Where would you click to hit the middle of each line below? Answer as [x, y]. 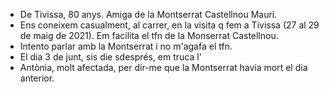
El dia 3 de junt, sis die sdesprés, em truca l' [110, 57]
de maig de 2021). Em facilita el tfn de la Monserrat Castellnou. [149, 35]
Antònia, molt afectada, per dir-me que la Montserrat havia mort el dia [163, 67]
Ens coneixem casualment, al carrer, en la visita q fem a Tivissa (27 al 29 [169, 25]
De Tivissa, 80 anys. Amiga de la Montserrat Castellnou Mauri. [148, 14]
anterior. [37, 78]
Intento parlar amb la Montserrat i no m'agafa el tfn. [126, 46]
